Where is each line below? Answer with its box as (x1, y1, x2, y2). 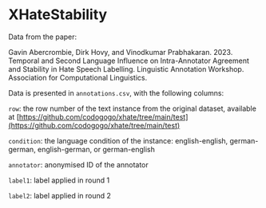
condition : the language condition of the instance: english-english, (8, 135, 228, 145)
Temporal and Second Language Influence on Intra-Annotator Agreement (8, 56, 249, 65)
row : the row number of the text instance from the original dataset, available (8, 104, 257, 113)
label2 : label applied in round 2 (8, 190, 112, 200)
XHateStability (8, 6, 108, 24)
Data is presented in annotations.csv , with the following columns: (8, 88, 224, 97)
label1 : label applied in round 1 (8, 175, 110, 185)
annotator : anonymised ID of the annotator (8, 159, 149, 169)
